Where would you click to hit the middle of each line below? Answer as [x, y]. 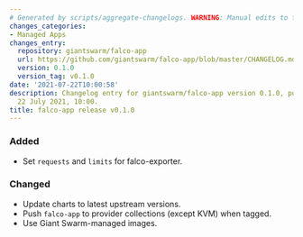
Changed [30, 184]
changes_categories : [48, 26]
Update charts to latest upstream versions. [101, 204]
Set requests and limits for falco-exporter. [102, 161]
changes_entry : [38, 43]
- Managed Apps [38, 34]
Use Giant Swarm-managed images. [90, 223]
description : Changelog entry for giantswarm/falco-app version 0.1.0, [147, 93]
